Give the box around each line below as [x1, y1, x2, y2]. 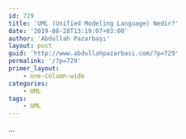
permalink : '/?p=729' [8, 57, 82, 65]
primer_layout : [8, 65, 60, 73]
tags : [8, 95, 27, 103]
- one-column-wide [23, 72, 85, 80]
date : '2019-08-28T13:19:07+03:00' [8, 27, 129, 35]
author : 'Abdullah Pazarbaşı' [8, 34, 111, 43]
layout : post [8, 42, 53, 50]
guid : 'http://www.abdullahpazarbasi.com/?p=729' [8, 49, 180, 57]
